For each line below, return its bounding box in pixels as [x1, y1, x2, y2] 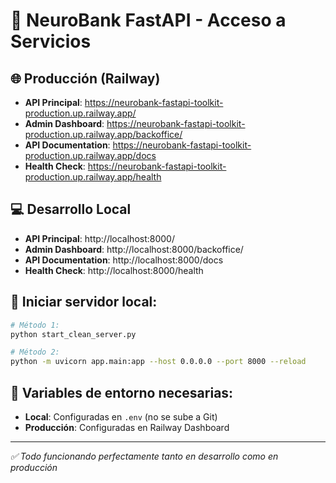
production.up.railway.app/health [24, 171, 162, 183]
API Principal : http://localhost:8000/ [24, 232, 175, 244]
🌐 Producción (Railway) [10, 70, 161, 87]
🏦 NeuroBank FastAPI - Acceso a [10, 9, 287, 32]
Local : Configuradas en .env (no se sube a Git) [24, 410, 218, 423]
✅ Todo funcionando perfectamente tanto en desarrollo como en [10, 450, 279, 462]
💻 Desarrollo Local [10, 201, 132, 218]
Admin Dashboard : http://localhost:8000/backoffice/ [24, 243, 244, 255]
